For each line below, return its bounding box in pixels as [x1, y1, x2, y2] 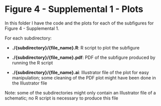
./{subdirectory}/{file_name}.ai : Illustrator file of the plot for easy [12, 69, 149, 75]
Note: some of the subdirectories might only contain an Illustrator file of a [5, 89, 156, 95]
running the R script [12, 59, 53, 65]
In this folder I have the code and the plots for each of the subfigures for [5, 20, 154, 26]
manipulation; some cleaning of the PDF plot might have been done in [12, 74, 156, 80]
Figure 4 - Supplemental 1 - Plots [5, 3, 143, 15]
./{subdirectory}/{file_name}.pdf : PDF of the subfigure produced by [12, 54, 156, 60]
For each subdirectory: [5, 35, 52, 41]
